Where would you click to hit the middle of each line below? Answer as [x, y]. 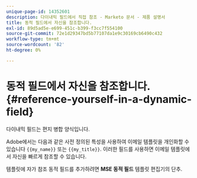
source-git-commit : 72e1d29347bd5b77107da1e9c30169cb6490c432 [84, 34]
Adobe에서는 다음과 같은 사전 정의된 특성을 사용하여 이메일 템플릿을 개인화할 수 [98, 141]
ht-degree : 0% [24, 50]
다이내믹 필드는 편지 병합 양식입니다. [48, 129]
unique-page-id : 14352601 [38, 12]
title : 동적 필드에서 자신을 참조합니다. [49, 22]
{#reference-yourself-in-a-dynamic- [99, 99]
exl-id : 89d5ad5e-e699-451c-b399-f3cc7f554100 [64, 28]
